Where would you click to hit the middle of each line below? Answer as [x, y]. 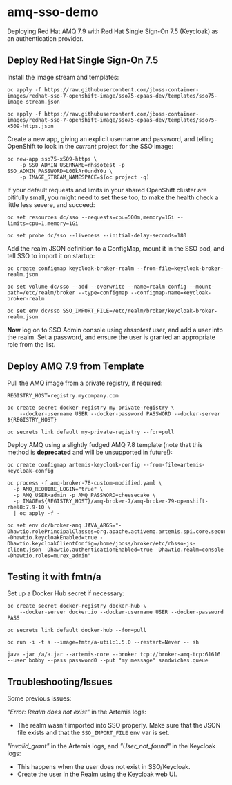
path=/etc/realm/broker [41, 292]
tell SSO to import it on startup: [51, 255]
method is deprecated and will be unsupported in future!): [90, 452]
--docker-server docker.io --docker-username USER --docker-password [122, 612]
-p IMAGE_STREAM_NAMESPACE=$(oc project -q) [85, 177]
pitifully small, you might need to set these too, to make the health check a [113, 197]
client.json [24, 550]
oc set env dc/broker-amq [44, 525]
